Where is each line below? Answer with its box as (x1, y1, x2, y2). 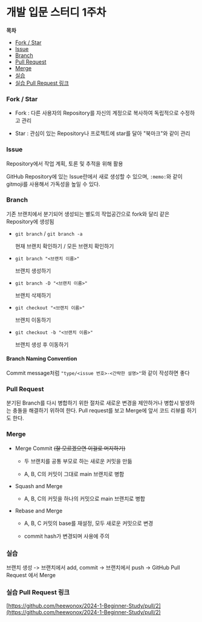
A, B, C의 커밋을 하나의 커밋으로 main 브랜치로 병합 (24, 495, 145, 502)
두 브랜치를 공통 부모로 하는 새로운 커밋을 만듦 (24, 457, 132, 465)
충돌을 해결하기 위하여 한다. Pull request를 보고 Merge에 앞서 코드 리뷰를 (12, 407, 186, 414)
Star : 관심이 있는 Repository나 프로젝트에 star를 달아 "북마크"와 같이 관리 (15, 130, 191, 137)
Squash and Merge (15, 482, 63, 489)
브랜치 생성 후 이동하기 (15, 340, 69, 348)
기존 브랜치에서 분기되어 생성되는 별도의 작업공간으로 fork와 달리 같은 (6, 210, 170, 217)
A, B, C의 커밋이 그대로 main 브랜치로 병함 (24, 470, 125, 477)
